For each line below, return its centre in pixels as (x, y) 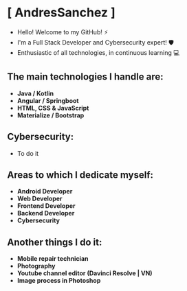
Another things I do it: (55, 242)
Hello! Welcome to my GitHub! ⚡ (63, 32)
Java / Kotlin (35, 93)
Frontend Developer (46, 206)
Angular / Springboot (48, 100)
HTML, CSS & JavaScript (53, 108)
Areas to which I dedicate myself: (80, 175)
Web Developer (40, 199)
